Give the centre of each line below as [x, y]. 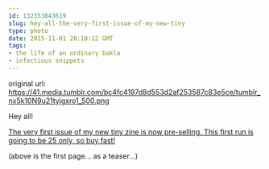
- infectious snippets [46, 61]
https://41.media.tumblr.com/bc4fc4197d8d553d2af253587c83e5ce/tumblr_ [134, 92]
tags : [17, 46]
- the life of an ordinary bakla [64, 53]
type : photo [28, 31]
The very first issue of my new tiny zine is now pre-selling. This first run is [131, 132]
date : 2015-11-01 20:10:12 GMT [61, 38]
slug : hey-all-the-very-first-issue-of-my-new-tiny [97, 23]
